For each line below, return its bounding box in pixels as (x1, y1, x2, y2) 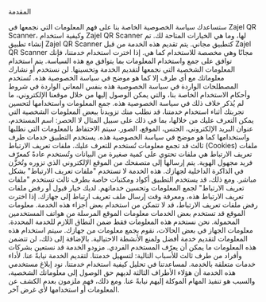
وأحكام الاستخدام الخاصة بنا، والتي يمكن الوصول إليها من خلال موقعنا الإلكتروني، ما (8, 90, 251, 99)
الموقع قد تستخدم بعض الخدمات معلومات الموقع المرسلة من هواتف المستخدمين (8, 209, 246, 218)
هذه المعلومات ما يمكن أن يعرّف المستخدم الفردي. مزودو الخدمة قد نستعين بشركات (8, 242, 256, 252)
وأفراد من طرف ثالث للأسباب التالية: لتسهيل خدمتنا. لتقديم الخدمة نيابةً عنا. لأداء (8, 251, 242, 260)
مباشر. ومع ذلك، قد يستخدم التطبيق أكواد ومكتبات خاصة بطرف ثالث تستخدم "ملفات (8, 175, 256, 184)
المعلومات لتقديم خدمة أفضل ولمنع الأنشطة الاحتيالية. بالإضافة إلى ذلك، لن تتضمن (8, 234, 248, 243)
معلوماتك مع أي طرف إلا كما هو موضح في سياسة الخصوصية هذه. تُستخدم (8, 73, 225, 82)
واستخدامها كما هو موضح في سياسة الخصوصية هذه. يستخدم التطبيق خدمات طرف (8, 132, 250, 142)
